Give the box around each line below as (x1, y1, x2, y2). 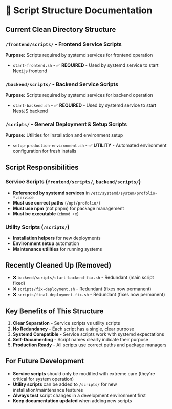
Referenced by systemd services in (12, 190, 90, 196)
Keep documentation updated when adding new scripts (12, 397, 132, 404)
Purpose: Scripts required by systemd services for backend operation (5, 92, 154, 98)
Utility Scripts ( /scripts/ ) (5, 223, 70, 231)
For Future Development (5, 357, 84, 365)
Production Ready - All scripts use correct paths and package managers (12, 342, 167, 348)
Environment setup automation (12, 240, 79, 247)
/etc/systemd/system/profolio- (90, 191, 158, 196)
